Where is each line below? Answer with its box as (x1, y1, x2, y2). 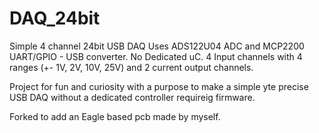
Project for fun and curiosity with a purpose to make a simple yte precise (9, 80, 309, 92)
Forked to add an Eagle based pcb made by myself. (9, 110, 221, 122)
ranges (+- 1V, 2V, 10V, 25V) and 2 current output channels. (9, 61, 254, 73)
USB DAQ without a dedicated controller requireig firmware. (9, 91, 256, 103)
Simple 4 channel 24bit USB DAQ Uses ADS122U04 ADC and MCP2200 (9, 40, 305, 52)
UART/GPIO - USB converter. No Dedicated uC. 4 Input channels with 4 (9, 50, 303, 62)
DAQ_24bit (9, 7, 101, 30)
